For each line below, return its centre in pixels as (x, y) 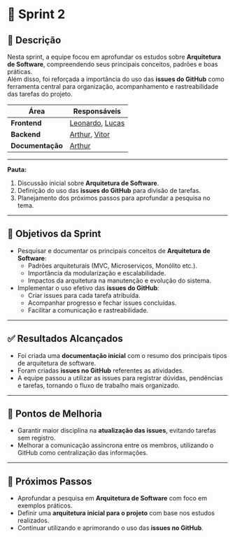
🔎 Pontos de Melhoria (55, 414)
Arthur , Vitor (90, 134)
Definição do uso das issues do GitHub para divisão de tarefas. (109, 191)
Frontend (26, 123)
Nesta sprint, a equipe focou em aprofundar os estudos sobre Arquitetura (114, 57)
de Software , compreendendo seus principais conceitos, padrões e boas (113, 64)
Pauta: (17, 170)
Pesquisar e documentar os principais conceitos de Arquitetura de (114, 250)
